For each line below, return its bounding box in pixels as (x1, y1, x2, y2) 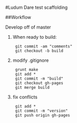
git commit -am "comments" (15, 44, 72, 49)
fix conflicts (12, 94, 38, 100)
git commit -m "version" (15, 108, 68, 113)
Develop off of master (5, 24, 52, 30)
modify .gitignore (12, 57, 49, 63)
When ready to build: (12, 34, 57, 40)
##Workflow (5, 14, 32, 20)
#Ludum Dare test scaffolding (5, 5, 68, 10)
